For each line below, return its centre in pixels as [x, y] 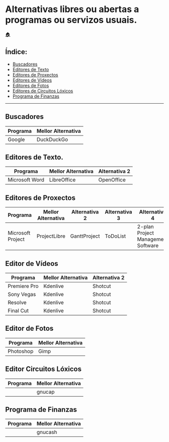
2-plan [146, 227]
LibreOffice [62, 180]
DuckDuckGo [52, 139]
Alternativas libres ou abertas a [72, 9]
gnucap [46, 392]
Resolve [17, 302]
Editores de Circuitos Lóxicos [43, 91]
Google [16, 139]
